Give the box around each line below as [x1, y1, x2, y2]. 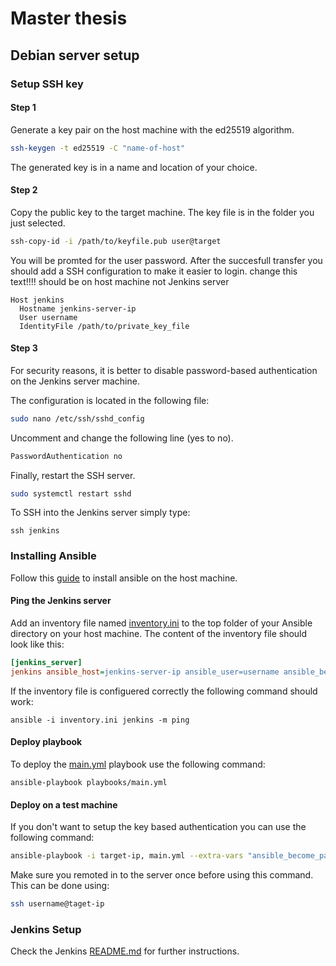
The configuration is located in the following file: [10, 394, 210, 406]
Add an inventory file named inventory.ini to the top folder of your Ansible [10, 617, 313, 629]
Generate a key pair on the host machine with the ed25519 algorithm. [10, 123, 295, 136]
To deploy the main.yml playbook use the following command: [10, 758, 266, 770]
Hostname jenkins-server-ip [19, 303, 137, 314]
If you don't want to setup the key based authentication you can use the [10, 821, 307, 833]
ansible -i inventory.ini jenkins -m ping [10, 715, 190, 725]
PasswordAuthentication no [10, 451, 123, 461]
